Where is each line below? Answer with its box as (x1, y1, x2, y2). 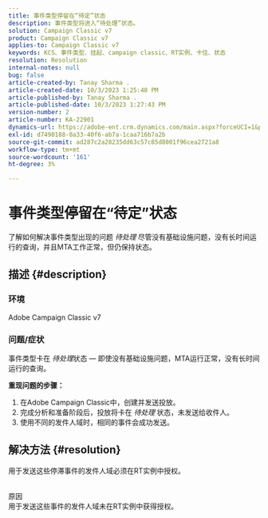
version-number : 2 (8, 109, 69, 117)
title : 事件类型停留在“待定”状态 (8, 11, 106, 20)
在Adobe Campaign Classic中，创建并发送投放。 (19, 397, 180, 408)
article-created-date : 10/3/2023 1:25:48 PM (8, 86, 159, 94)
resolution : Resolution (8, 57, 88, 65)
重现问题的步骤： (8, 381, 65, 390)
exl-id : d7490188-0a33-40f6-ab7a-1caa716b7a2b (8, 130, 166, 138)
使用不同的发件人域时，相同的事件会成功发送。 (19, 417, 174, 428)
